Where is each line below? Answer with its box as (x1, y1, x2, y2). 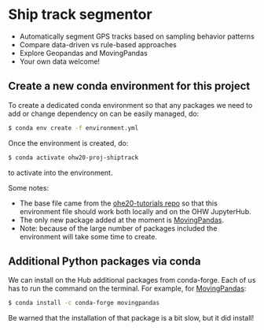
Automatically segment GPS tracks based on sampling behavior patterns (19, 32, 255, 41)
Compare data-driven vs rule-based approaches (19, 39, 177, 49)
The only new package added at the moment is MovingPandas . (19, 215, 224, 224)
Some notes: (8, 183, 49, 192)
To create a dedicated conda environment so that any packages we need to (8, 100, 253, 109)
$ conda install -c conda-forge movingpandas (8, 299, 159, 307)
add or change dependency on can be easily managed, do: (8, 109, 200, 118)
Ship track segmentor (8, 6, 152, 24)
